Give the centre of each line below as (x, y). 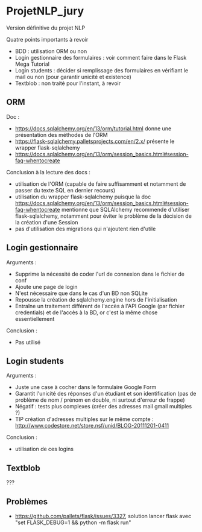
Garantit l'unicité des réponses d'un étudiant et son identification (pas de (106, 394)
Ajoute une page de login (46, 287)
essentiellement (35, 318)
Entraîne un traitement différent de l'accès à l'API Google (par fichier (100, 306)
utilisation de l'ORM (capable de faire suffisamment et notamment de (100, 184)
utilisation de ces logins (44, 449)
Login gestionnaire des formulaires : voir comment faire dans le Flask (101, 57)
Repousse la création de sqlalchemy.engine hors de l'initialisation (96, 299)
